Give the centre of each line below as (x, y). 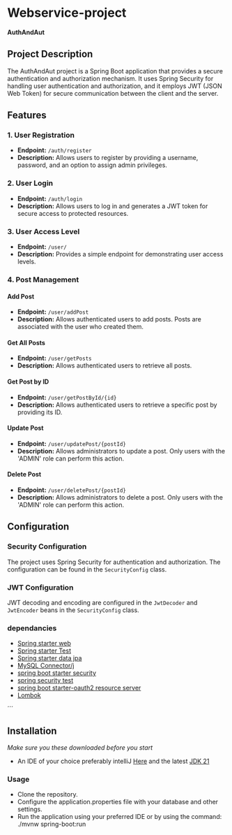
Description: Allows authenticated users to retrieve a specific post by (117, 405)
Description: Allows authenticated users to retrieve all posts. (105, 365)
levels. (26, 262)
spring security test (45, 681)
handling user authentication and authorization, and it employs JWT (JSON (115, 86)
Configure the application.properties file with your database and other (117, 802)
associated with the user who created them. (80, 327)
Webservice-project (67, 13)
